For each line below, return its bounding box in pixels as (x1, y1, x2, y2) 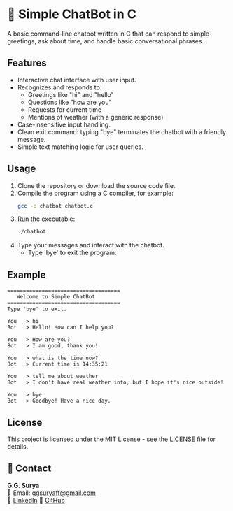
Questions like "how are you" (27, 98, 112, 106)
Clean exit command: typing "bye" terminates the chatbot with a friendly (17, 127, 226, 136)
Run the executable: (17, 215, 76, 223)
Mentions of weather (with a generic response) (27, 113, 164, 121)
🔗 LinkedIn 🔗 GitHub (7, 496, 65, 504)
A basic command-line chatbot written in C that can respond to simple (7, 29, 210, 38)
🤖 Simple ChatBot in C (7, 6, 136, 22)
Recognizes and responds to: (17, 83, 102, 92)
